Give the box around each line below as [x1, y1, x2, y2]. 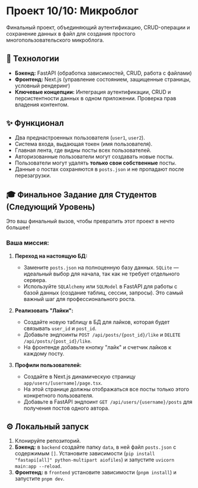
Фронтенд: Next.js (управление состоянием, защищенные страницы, [14, 75, 191, 83]
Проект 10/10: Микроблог [6, 4, 139, 18]
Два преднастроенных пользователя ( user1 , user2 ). [14, 134, 145, 141]
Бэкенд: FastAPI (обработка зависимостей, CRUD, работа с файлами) [14, 69, 192, 77]
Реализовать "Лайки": [14, 307, 74, 314]
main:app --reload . [14, 462, 62, 470]
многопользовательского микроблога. [6, 36, 104, 43]
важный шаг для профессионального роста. [23, 295, 136, 302]
